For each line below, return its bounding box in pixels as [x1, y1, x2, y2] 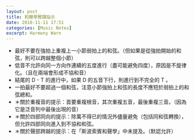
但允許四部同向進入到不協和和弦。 [14, 121, 97, 128]
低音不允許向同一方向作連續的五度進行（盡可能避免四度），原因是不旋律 [14, 62, 187, 69]
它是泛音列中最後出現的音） [14, 106, 82, 113]
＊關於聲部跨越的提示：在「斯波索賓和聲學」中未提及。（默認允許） [14, 128, 177, 135]
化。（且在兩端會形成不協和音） [14, 69, 90, 76]
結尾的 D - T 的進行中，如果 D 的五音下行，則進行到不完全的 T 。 [14, 77, 172, 84]
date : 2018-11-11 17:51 [6, 19, 64, 25]
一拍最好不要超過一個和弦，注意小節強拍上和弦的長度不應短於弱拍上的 [14, 84, 184, 91]
